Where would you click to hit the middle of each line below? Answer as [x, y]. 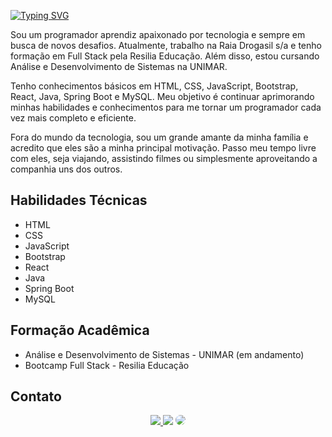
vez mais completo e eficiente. [73, 118]
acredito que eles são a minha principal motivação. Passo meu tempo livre [163, 148]
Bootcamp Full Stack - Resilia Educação [107, 365]
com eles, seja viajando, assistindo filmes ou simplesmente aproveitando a [164, 158]
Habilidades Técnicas [79, 200]
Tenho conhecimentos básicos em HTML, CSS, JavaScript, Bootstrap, [154, 86]
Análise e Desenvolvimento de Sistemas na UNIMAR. [119, 66]
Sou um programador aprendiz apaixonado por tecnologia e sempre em [158, 34]
